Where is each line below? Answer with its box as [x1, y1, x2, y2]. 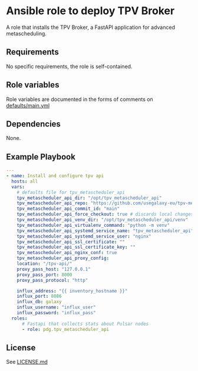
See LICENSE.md [6, 359, 48, 366]
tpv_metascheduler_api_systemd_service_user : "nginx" [16, 233, 151, 239]
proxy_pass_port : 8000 [16, 272, 72, 278]
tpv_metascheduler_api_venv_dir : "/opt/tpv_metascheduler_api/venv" [16, 217, 189, 223]
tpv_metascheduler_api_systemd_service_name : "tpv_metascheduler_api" [16, 227, 194, 234]
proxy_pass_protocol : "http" [16, 277, 88, 283]
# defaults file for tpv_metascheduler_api [16, 189, 126, 196]
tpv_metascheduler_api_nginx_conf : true [16, 250, 117, 256]
